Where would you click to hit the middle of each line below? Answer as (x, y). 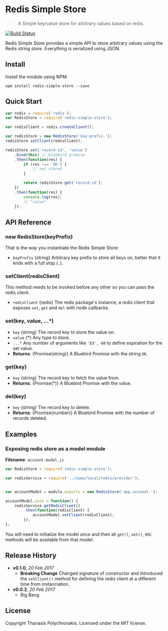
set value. (23, 348)
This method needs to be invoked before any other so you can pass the (80, 287)
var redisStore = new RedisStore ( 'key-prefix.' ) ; (59, 136)
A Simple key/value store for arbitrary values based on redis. (81, 23)
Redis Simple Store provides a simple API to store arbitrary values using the (84, 43)
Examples (21, 434)
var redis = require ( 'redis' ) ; (38, 113)
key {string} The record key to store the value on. (64, 332)
